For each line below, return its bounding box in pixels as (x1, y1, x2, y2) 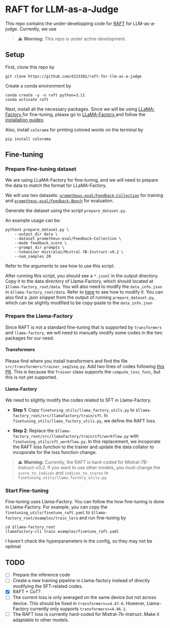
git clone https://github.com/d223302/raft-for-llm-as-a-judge (5, 74, 142, 79)
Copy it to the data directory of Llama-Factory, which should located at (5, 278, 154, 284)
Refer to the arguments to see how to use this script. (5, 263, 115, 269)
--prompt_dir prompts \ (14, 245, 65, 250)
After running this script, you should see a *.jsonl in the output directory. (5, 273, 159, 279)
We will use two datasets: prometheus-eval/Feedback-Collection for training (5, 192, 163, 198)
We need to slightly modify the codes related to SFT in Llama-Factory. (5, 397, 152, 403)
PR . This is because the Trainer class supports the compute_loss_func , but (5, 368, 161, 375)
